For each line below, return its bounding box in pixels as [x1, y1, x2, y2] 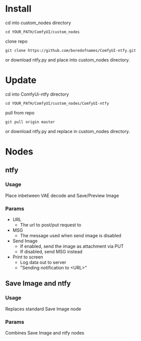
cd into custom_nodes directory [5, 20, 72, 26]
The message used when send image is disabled [20, 233, 122, 239]
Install [5, 3, 32, 15]
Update [5, 75, 37, 86]
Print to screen [12, 254, 44, 260]
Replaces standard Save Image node [5, 306, 82, 312]
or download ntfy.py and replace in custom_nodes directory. [5, 128, 130, 134]
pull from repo [5, 109, 35, 116]
